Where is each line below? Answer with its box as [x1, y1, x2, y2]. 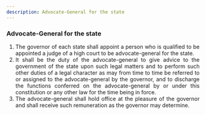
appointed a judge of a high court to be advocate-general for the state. [15, 50, 194, 57]
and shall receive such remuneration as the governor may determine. [15, 102, 190, 109]
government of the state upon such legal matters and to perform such [15, 62, 200, 70]
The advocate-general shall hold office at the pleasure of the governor [15, 95, 200, 102]
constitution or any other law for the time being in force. [15, 88, 156, 95]
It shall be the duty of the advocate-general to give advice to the [15, 56, 200, 63]
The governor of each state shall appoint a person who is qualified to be [15, 43, 200, 50]
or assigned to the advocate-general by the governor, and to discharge [15, 75, 200, 83]
